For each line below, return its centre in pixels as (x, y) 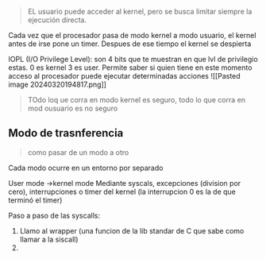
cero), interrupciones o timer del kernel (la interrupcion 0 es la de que (122, 191)
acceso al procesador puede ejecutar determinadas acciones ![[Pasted (124, 76)
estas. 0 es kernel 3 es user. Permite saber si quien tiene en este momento (130, 68)
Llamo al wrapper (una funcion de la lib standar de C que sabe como (132, 230)
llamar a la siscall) (49, 239)
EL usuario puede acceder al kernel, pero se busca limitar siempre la (140, 12)
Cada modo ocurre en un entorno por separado (86, 168)
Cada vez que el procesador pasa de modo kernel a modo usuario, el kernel (132, 35)
